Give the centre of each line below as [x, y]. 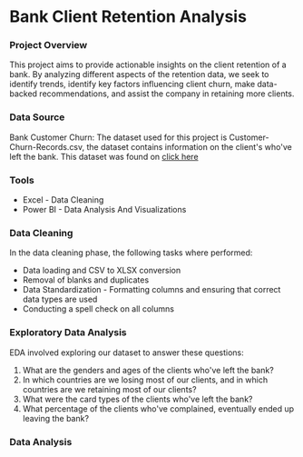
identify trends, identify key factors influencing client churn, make [132, 84]
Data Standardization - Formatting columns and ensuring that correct [151, 290]
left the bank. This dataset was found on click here [104, 156]
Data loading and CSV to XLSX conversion [102, 271]
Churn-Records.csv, [47, 146]
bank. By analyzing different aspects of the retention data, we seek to [139, 75]
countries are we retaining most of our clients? [109, 389]
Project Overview [49, 45]
